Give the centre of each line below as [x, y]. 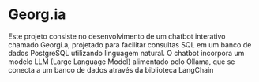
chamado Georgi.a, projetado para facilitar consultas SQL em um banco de [130, 44]
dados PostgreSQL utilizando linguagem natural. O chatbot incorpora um [126, 53]
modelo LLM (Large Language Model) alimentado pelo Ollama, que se [122, 61]
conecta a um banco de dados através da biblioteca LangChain [111, 69]
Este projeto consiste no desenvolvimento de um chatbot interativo [117, 36]
